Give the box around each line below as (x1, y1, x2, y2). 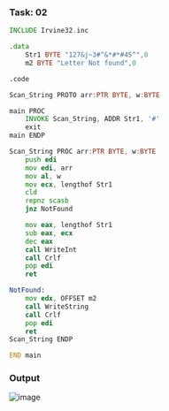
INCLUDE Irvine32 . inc (9, 27, 89, 35)
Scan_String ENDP (9, 335, 73, 344)
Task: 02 (9, 6, 48, 19)
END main (9, 351, 42, 360)
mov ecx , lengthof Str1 (25, 179, 113, 189)
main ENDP (9, 131, 46, 141)
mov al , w (25, 171, 62, 180)
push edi (25, 155, 58, 164)
